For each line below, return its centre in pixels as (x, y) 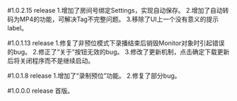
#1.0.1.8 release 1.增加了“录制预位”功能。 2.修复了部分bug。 (94, 76)
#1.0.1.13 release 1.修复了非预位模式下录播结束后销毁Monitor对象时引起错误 (116, 43)
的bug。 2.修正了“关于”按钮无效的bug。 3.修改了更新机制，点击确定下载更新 (118, 52)
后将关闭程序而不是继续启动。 (51, 61)
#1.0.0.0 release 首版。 (41, 91)
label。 (18, 28)
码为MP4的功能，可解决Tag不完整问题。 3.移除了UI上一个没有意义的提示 (113, 19)
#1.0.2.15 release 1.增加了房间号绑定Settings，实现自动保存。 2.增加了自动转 (118, 10)
